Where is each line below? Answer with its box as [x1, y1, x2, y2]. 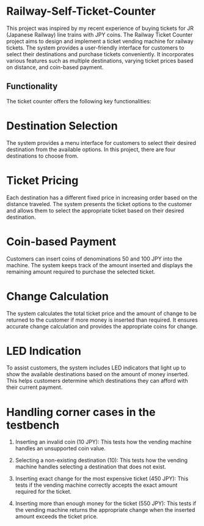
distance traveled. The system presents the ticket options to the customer [6, 200, 192, 207]
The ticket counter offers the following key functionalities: [6, 97, 151, 105]
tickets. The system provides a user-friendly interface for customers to [6, 44, 184, 51]
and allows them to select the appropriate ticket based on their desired [6, 207, 184, 214]
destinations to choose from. [6, 152, 79, 160]
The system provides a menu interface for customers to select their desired [6, 139, 197, 146]
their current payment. [6, 383, 63, 391]
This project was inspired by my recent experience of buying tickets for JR [6, 24, 194, 32]
